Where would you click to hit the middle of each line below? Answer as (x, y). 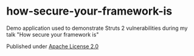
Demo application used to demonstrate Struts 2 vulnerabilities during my (97, 28)
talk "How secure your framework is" (53, 34)
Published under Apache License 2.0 (53, 46)
